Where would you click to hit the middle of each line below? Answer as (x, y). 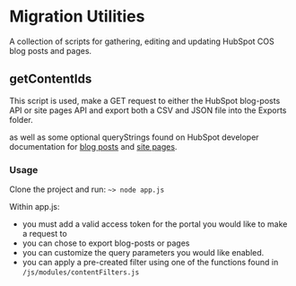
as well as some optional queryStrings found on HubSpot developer (134, 137)
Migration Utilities (77, 17)
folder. (21, 119)
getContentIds (51, 79)
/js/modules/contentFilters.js (81, 273)
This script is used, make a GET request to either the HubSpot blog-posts (145, 100)
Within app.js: (35, 207)
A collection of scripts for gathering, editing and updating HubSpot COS (142, 41)
